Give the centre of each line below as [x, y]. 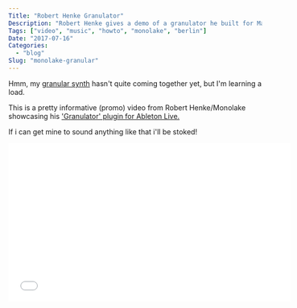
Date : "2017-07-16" [41, 38]
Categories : [28, 46]
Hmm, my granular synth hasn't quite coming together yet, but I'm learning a [135, 83]
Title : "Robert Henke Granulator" [66, 16]
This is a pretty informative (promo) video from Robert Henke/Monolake [127, 107]
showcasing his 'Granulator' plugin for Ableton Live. [94, 116]
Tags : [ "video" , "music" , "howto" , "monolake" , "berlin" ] [107, 31]
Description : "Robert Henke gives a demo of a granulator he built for [131, 23]
